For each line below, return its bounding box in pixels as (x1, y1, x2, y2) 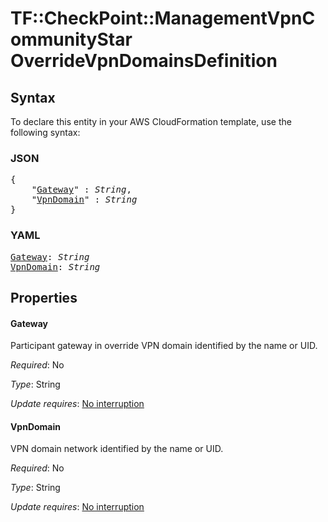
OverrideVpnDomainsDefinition (10, 50, 278, 72)
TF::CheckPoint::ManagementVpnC (10, 7, 316, 30)
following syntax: (10, 127, 81, 138)
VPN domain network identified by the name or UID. (10, 443, 224, 455)
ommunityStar (10, 28, 133, 51)
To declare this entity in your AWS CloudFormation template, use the (10, 116, 292, 127)
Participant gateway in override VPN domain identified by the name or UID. (10, 340, 318, 352)
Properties (10, 289, 78, 306)
